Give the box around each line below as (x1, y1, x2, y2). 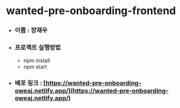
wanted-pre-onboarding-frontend (6, 4, 176, 18)
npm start (23, 63, 47, 70)
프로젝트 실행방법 (14, 43, 61, 52)
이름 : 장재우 (14, 26, 48, 35)
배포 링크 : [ (14, 79, 46, 87)
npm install (23, 57, 50, 64)
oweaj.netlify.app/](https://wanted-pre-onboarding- (14, 87, 169, 95)
